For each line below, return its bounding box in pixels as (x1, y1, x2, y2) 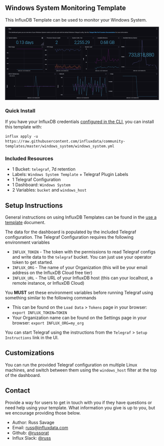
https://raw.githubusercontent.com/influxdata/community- (5, 139, 125, 144)
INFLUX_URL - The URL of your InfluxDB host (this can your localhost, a (12, 274, 153, 281)
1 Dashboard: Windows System (12, 182, 71, 188)
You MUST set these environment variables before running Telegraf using (5, 289, 154, 296)
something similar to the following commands (5, 295, 97, 300)
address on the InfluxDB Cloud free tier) (12, 270, 93, 275)
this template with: (5, 124, 42, 129)
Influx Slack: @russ (12, 435, 51, 441)
